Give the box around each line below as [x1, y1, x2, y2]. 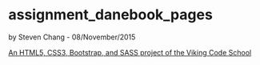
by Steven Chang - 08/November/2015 [8, 32, 136, 42]
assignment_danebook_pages [8, 6, 214, 24]
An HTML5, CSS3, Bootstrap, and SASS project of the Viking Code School [8, 47, 252, 57]
